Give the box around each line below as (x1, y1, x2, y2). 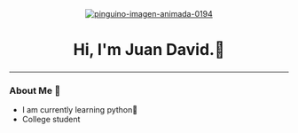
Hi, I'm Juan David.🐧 (73, 40, 225, 60)
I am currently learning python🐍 (21, 105, 138, 115)
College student (21, 114, 81, 125)
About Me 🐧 (9, 84, 61, 97)
